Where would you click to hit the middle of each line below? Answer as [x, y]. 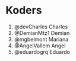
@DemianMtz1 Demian [42, 33]
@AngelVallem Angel [40, 46]
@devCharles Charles [41, 27]
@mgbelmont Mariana [41, 39]
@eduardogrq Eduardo [42, 52]
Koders [24, 10]
